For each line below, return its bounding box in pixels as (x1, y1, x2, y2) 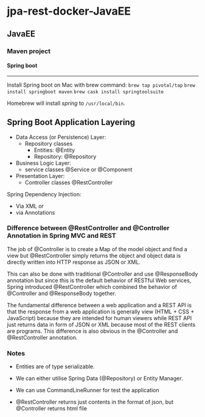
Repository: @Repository (33, 152, 97, 160)
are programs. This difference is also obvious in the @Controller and (7, 327, 178, 335)
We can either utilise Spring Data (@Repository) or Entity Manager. (15, 375, 183, 382)
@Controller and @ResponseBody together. (7, 290, 116, 297)
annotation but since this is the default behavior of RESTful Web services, (7, 276, 192, 284)
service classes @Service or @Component (24, 166, 133, 173)
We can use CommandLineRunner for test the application (15, 387, 160, 394)
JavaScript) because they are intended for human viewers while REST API (7, 314, 192, 321)
